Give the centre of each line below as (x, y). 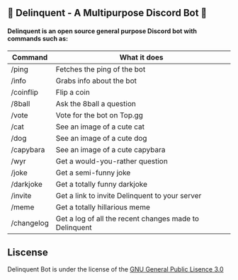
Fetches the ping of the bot (101, 69)
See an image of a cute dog (101, 138)
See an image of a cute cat (100, 127)
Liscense (28, 252)
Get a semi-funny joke (93, 173)
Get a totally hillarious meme (103, 207)
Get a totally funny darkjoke (101, 184)
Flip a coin (73, 92)
